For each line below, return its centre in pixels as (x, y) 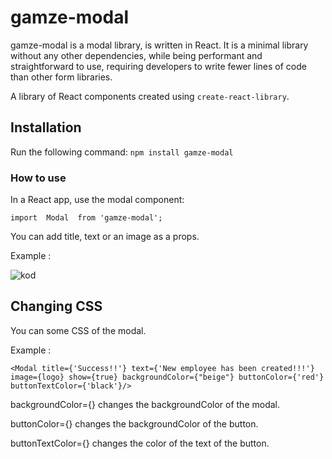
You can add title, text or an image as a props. (105, 237)
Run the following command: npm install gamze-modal (122, 152)
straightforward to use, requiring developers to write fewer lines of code (158, 66)
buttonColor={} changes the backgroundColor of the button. (134, 423)
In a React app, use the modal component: (97, 200)
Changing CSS (56, 306)
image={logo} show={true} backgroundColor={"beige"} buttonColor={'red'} (167, 377)
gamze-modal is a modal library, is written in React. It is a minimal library (159, 45)
